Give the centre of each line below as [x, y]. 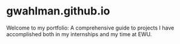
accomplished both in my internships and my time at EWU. [79, 34]
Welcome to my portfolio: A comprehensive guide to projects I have [90, 28]
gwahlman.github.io [58, 11]
